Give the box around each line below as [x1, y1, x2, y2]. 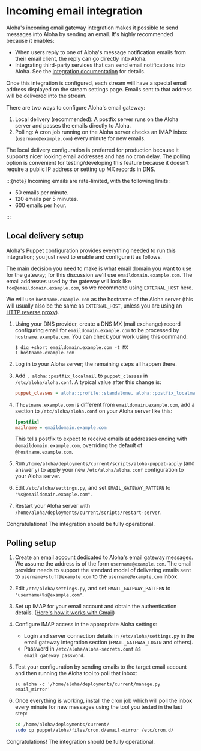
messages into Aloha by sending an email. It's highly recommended [6, 30, 173, 37]
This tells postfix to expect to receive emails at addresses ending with [14, 435, 188, 443]
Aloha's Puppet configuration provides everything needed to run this [6, 247, 176, 254]
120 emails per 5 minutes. [14, 195, 79, 202]
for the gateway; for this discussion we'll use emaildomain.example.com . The [6, 271, 193, 278]
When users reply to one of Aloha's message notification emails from [14, 48, 186, 55]
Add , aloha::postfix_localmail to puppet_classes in [14, 372, 148, 379]
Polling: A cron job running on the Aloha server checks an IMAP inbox [14, 128, 187, 135]
